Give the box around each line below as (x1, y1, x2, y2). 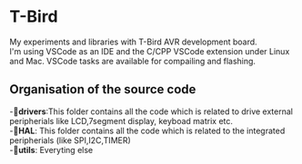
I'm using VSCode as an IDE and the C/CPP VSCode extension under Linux (9, 45, 290, 56)
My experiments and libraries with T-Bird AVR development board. (9, 36, 257, 47)
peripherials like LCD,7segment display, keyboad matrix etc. (9, 115, 234, 126)
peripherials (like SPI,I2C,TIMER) (9, 134, 132, 146)
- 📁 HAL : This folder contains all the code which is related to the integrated (9, 125, 286, 136)
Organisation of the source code (9, 82, 196, 97)
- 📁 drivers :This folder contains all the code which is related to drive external (9, 106, 294, 117)
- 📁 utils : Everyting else (9, 144, 94, 155)
